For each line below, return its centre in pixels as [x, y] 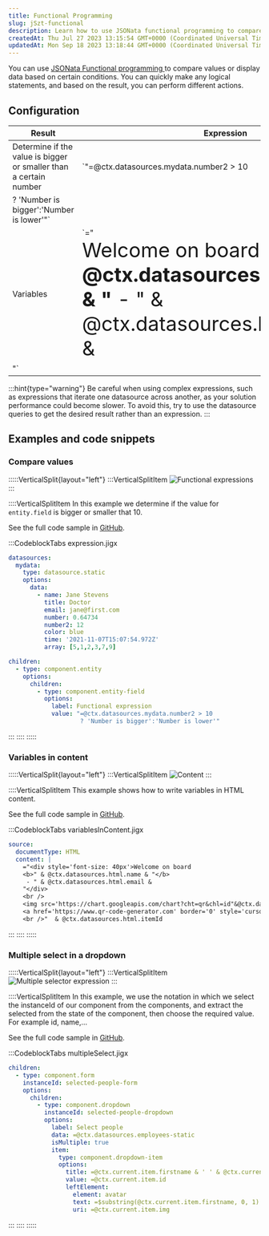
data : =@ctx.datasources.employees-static [123, 1135]
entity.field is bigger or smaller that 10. [75, 512]
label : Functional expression [101, 706]
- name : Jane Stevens [73, 595]
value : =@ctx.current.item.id [116, 1180]
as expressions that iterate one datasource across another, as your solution [132, 397]
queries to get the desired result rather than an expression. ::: [109, 414]
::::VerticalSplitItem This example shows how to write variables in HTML [126, 790]
